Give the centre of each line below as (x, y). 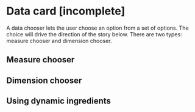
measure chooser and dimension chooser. (59, 41)
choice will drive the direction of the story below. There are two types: (94, 34)
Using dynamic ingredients (59, 101)
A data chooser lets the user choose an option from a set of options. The (97, 28)
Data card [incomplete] (66, 11)
